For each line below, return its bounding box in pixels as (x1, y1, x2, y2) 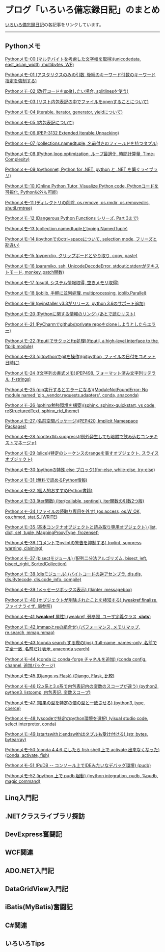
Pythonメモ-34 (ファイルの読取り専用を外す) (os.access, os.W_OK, (5, 508, 141, 514)
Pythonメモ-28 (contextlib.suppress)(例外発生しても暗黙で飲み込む (5, 433, 141, 439)
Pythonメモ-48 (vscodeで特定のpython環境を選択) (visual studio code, (5, 715, 148, 721)
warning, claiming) (5, 545, 43, 551)
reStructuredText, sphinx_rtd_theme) (5, 408, 80, 414)
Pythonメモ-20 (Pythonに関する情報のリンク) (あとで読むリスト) (5, 311, 136, 317)
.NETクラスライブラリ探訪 (5, 812, 85, 820)
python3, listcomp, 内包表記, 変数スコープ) (5, 689, 91, 695)
